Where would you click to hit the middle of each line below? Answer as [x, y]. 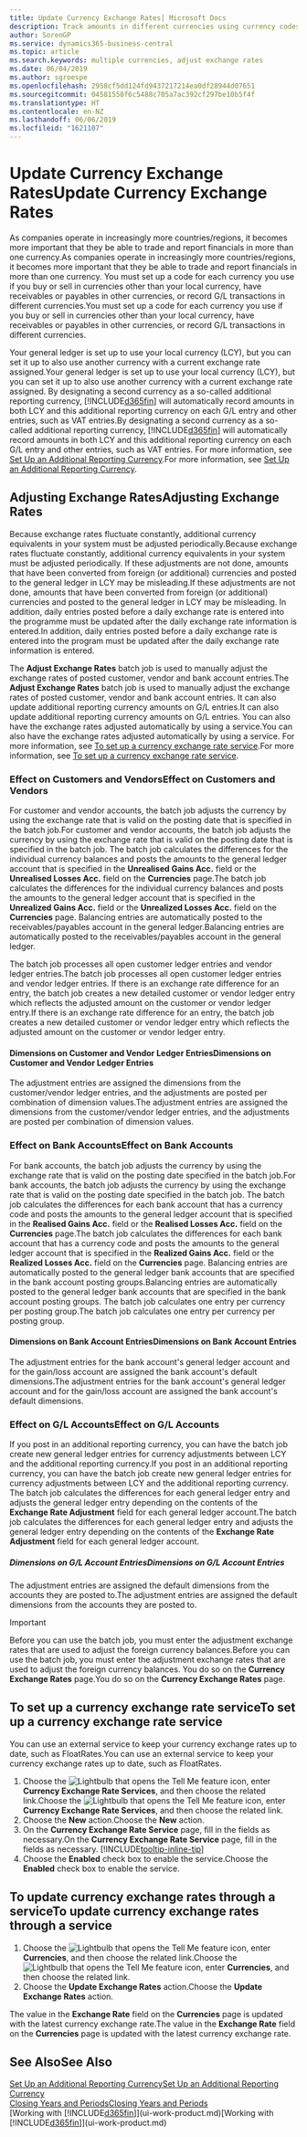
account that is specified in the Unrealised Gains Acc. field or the [133, 869]
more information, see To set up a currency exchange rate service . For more [152, 746]
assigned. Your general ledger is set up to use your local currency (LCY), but [152, 372]
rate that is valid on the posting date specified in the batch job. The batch [147, 1194]
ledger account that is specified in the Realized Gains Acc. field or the [142, 1253]
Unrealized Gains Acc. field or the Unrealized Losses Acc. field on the [143, 908]
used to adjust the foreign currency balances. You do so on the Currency [147, 1669]
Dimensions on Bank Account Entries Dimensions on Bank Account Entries [153, 1342]
